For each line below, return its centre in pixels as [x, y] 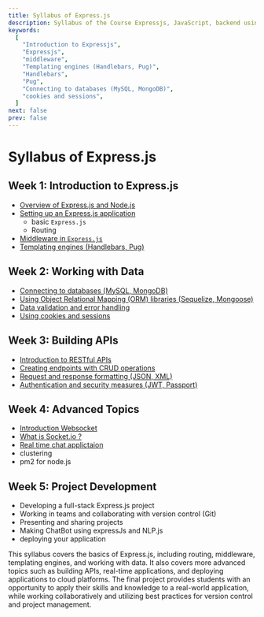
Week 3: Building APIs [63, 341]
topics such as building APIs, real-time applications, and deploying [116, 571]
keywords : [24, 30]
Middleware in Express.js [61, 238]
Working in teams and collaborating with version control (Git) [118, 514]
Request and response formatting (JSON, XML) [96, 376]
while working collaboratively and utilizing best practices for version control [130, 597]
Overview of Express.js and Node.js [77, 205]
